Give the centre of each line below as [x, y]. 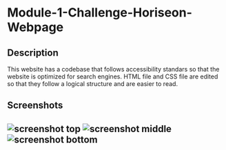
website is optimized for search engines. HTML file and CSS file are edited [113, 76]
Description [33, 53]
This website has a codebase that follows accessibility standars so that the [113, 69]
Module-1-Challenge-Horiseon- [100, 13]
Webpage [35, 27]
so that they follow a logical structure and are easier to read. [92, 84]
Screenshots [35, 106]
